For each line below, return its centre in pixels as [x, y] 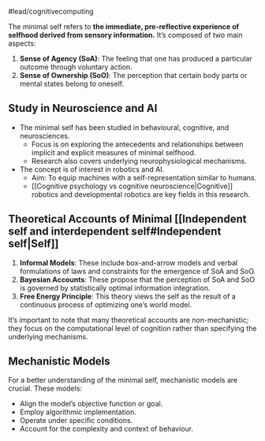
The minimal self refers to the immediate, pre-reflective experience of [124, 26]
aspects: [22, 43]
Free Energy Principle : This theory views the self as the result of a [128, 296]
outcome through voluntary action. [76, 67]
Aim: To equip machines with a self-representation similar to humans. [144, 177]
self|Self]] [34, 244]
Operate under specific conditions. [76, 421]
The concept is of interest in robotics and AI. [92, 169]
